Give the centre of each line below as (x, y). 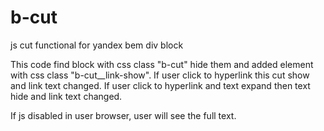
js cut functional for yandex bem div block (97, 45)
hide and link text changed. (66, 96)
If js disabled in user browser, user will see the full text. (123, 115)
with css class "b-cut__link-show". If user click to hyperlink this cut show (160, 75)
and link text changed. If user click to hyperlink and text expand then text (160, 85)
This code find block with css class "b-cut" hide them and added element (162, 64)
